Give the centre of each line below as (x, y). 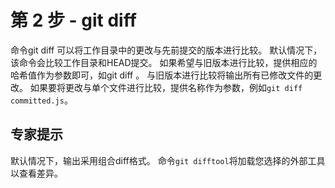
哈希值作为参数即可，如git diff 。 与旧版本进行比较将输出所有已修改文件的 (162, 75)
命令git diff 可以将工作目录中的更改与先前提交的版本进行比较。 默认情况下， (166, 50)
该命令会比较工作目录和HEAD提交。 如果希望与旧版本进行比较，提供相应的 (164, 62)
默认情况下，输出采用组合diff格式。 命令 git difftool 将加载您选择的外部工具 (168, 160)
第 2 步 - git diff (73, 20)
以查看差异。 (36, 173)
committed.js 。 (41, 100)
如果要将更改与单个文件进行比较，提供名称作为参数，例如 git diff (166, 87)
